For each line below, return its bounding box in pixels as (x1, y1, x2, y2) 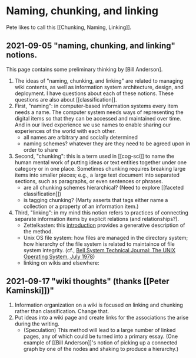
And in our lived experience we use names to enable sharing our (14, 121, 171, 128)
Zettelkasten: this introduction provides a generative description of (23, 222, 185, 229)
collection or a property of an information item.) (23, 203, 139, 210)
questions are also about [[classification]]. (14, 96, 117, 103)
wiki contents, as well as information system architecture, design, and (14, 83, 184, 90)
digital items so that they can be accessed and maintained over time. (14, 115, 181, 122)
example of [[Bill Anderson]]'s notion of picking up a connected (23, 339, 178, 346)
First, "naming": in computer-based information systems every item (14, 102, 178, 109)
